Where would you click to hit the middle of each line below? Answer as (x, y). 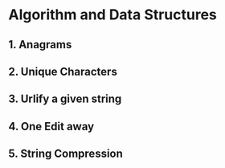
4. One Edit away (51, 126)
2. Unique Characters (63, 71)
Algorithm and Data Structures (112, 15)
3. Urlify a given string (65, 99)
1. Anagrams (40, 45)
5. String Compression (65, 154)
